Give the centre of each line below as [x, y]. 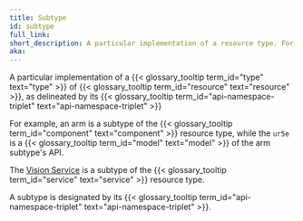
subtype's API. [37, 153]
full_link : [30, 34]
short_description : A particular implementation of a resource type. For [152, 43]
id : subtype [32, 26]
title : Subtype [38, 18]
